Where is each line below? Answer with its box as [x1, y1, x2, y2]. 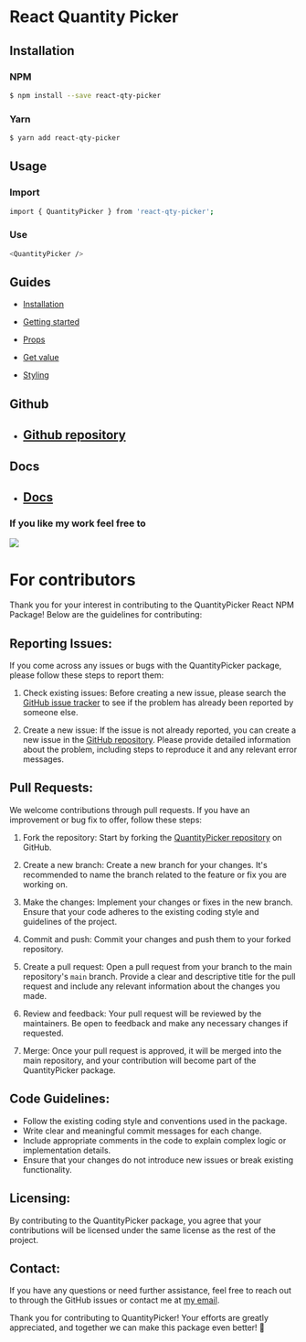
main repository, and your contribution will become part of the [22, 1055, 257, 1066]
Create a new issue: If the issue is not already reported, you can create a [22, 725, 297, 735]
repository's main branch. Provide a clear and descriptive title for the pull [22, 971, 296, 982]
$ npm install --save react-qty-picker [9, 91, 162, 100]
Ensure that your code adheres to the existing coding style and [22, 906, 259, 917]
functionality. [22, 1164, 72, 1175]
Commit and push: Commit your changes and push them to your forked [22, 933, 291, 944]
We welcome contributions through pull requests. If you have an [9, 804, 250, 815]
